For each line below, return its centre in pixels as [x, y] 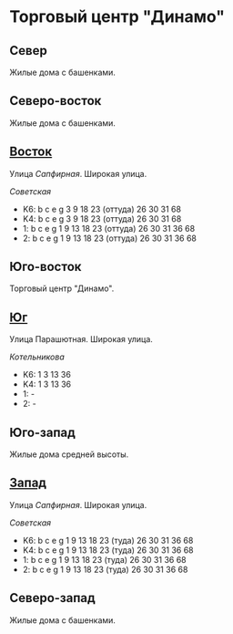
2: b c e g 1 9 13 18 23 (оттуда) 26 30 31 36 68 [110, 238]
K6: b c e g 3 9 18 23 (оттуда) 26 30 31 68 [102, 209]
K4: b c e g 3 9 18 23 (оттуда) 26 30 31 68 [102, 218]
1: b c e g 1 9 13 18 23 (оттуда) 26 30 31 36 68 [109, 228]
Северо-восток [56, 101]
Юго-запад [42, 432]
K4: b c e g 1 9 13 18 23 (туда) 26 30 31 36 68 [108, 550]
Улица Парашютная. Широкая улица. [81, 339]
